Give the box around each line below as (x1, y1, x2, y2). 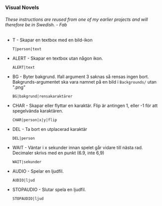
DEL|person (12, 136, 35, 141)
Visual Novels (5, 4, 39, 11)
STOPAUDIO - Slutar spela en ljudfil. (12, 187, 86, 193)
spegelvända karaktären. (12, 108, 63, 114)
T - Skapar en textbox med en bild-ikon (12, 37, 93, 43)
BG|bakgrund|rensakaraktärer (12, 94, 73, 99)
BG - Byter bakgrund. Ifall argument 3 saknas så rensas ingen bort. (12, 74, 149, 80)
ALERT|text (12, 65, 35, 70)
